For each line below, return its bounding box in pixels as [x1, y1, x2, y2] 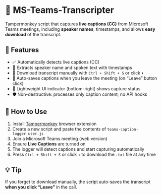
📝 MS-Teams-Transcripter [5, 4, 114, 16]
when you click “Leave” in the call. [5, 184, 78, 190]
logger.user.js [12, 131, 44, 136]
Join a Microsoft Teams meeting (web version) [12, 135, 108, 141]
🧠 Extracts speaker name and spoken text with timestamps [12, 65, 132, 70]
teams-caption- [107, 127, 139, 132]
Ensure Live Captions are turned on [12, 141, 86, 147]
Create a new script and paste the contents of [12, 126, 107, 132]
